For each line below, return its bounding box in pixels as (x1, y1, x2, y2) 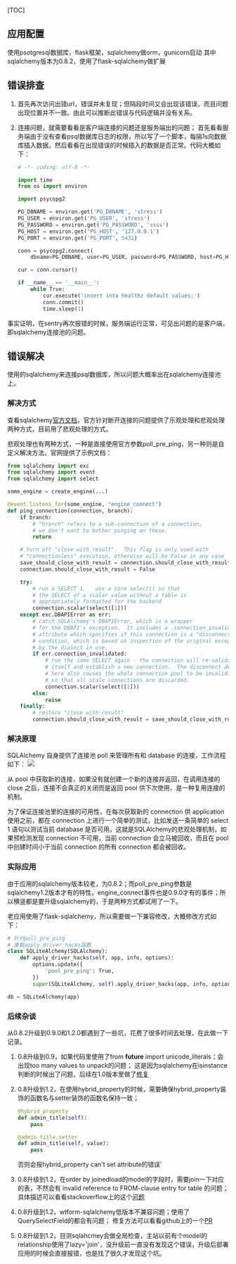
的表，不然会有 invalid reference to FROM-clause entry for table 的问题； (17, 1184, 229, 1192)
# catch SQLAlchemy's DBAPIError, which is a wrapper (32, 618, 193, 625)
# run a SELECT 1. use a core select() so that (32, 585, 181, 592)
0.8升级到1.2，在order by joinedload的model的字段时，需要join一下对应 (17, 1175, 225, 1184)
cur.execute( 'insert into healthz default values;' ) (43, 292, 201, 299)
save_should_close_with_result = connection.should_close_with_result (20, 560, 231, 567)
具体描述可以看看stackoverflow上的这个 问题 (17, 1193, 145, 1201)
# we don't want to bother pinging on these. (32, 527, 169, 534)
